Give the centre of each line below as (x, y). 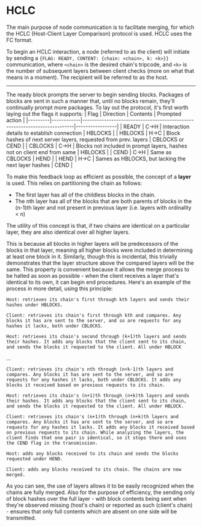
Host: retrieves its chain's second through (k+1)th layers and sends (96, 336)
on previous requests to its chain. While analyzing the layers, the (95, 432)
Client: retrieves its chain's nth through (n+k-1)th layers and (90, 369)
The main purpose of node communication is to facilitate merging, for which (100, 27)
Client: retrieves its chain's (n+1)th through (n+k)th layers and (93, 416)
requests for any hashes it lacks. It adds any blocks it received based (101, 427)
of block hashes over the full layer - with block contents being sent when (96, 498)
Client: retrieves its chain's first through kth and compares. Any (94, 315)
